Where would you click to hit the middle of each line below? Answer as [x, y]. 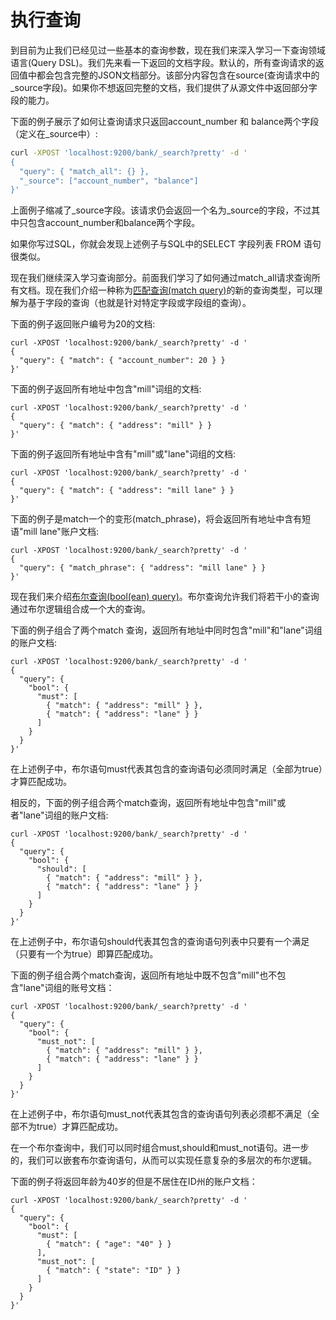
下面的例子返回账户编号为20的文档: [83, 324]
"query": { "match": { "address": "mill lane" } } [127, 491]
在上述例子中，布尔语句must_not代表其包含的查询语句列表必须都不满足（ [161, 1114]
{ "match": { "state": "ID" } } [114, 1271]
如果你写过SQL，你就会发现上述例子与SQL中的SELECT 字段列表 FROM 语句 [166, 244]
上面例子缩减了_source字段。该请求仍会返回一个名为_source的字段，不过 [161, 210]
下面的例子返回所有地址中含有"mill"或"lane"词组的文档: [123, 454]
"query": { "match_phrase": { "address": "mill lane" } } [143, 568]
